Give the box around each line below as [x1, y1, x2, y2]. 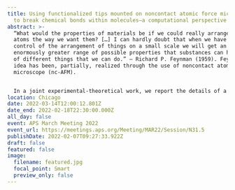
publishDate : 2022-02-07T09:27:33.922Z [7, 133, 124, 140]
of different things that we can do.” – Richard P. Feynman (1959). [13, 56, 218, 63]
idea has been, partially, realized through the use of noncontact [13, 62, 215, 69]
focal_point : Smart [13, 166, 71, 173]
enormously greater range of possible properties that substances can [13, 50, 224, 57]
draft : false [7, 139, 45, 147]
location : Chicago [7, 94, 61, 101]
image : [7, 152, 27, 159]
